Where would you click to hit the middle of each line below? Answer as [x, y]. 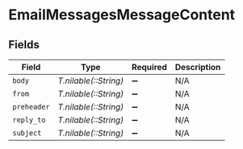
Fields [24, 45]
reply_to [29, 120]
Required [150, 67]
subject [27, 133]
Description [198, 67]
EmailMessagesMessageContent [122, 15]
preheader [31, 107]
